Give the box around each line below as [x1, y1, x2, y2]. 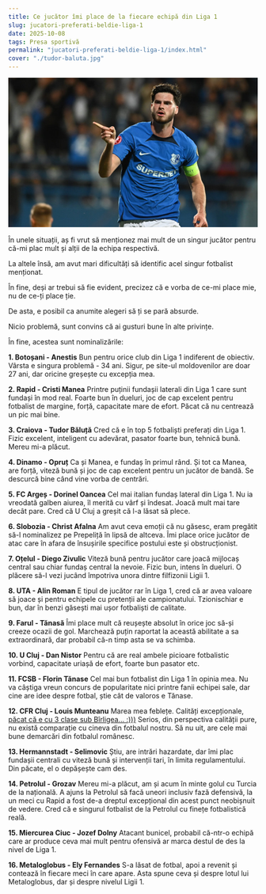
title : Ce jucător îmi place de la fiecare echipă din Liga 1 [8, 13, 218, 21]
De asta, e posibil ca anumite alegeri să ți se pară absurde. [8, 306, 199, 316]
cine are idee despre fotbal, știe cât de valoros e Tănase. [8, 691, 194, 701]
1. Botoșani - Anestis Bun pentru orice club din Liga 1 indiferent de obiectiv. [8, 352, 255, 362]
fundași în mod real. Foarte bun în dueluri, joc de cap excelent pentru [8, 393, 234, 403]
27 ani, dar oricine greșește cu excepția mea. [8, 369, 156, 379]
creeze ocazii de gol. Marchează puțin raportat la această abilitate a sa [8, 626, 239, 637]
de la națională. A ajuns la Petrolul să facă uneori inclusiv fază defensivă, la [8, 788, 253, 797]
